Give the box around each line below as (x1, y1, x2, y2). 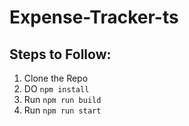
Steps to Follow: (9, 46, 112, 63)
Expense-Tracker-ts (9, 6, 179, 29)
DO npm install (23, 83, 90, 95)
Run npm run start (23, 104, 102, 116)
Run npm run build (23, 94, 102, 105)
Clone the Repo (23, 72, 89, 84)
